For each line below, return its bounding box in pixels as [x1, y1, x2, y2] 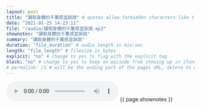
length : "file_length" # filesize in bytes [6, 48, 117, 54]
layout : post [6, 8, 39, 15]
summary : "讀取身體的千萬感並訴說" [6, 37, 85, 43]
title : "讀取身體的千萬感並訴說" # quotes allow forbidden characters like [6, 14, 190, 20]
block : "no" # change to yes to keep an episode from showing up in [6, 59, 181, 65]
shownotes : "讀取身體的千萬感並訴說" [6, 31, 90, 37]
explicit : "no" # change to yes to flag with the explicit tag [6, 53, 167, 59]
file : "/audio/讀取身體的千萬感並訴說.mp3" [6, 25, 106, 32]
